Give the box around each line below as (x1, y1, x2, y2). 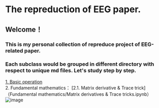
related (5, 47, 23, 54)
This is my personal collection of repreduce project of (5, 41, 141, 48)
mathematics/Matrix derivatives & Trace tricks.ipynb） (38, 91, 152, 97)
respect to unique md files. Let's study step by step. (5, 67, 136, 74)
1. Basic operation (5, 78, 43, 85)
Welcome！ (5, 25, 43, 34)
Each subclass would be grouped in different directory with (5, 61, 154, 68)
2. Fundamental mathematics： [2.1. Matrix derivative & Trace (5, 85, 134, 91)
